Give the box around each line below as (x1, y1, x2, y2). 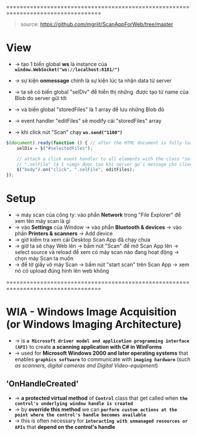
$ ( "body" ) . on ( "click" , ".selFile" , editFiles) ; (16, 167, 135, 173)
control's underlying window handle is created (14, 400, 133, 407)
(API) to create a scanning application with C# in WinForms (14, 344, 162, 351)
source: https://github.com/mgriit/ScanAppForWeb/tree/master (20, 21, 174, 28)
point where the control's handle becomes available (14, 412, 147, 418)
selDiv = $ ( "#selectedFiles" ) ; (16, 145, 93, 151)
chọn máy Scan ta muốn (14, 255, 74, 262)
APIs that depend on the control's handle (14, 423, 116, 430)
